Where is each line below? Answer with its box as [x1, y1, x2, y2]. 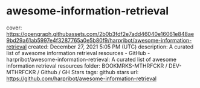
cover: [6, 24, 22, 31]
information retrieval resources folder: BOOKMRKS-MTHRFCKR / [6, 62, 168, 69]
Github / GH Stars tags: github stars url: [40, 68, 139, 75]
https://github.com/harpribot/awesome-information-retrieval [6, 75, 157, 82]
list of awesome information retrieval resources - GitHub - [6, 49, 150, 56]
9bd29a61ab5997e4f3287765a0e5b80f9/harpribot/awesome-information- [6, 37, 192, 44]
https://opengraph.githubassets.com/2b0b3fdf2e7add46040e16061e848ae [6, 30, 195, 37]
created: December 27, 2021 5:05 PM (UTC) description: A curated [28, 43, 194, 50]
